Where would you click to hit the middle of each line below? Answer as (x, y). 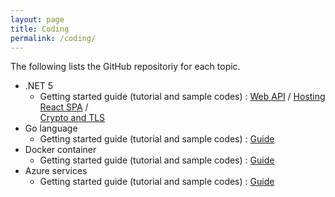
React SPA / (64, 107)
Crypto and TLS (72, 118)
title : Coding (40, 29)
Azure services (56, 171)
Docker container (60, 150)
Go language (51, 128)
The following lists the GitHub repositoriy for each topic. (125, 67)
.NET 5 (39, 86)
